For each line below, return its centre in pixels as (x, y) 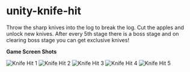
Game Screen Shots (32, 51)
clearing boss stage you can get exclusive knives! (68, 40)
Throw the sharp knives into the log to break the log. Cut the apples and (95, 27)
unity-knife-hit (44, 11)
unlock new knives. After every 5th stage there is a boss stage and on (93, 33)
